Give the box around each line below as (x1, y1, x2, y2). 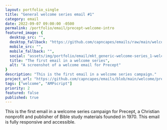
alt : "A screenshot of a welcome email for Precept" (9, 63, 121, 67)
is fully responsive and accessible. (5, 119, 76, 125)
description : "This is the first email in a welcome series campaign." (5, 72, 157, 77)
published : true (5, 95, 39, 100)
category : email (5, 16, 39, 21)
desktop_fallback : (9, 40, 48, 45)
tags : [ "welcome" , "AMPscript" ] (5, 81, 72, 86)
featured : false (5, 90, 39, 95)
